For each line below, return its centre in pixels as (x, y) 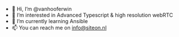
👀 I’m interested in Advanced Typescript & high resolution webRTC (92, 15)
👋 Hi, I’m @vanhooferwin (42, 9)
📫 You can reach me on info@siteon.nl (59, 28)
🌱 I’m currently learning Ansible (50, 21)
